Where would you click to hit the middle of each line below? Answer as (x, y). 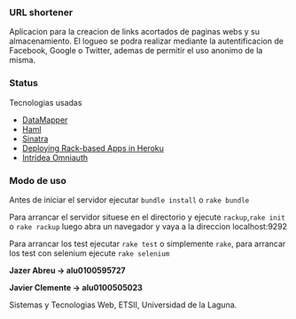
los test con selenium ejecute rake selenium (90, 253)
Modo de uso (38, 180)
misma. (23, 60)
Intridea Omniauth (55, 157)
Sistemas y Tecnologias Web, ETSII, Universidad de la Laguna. (123, 305)
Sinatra (35, 139)
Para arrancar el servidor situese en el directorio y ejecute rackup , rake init (147, 217)
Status (23, 84)
